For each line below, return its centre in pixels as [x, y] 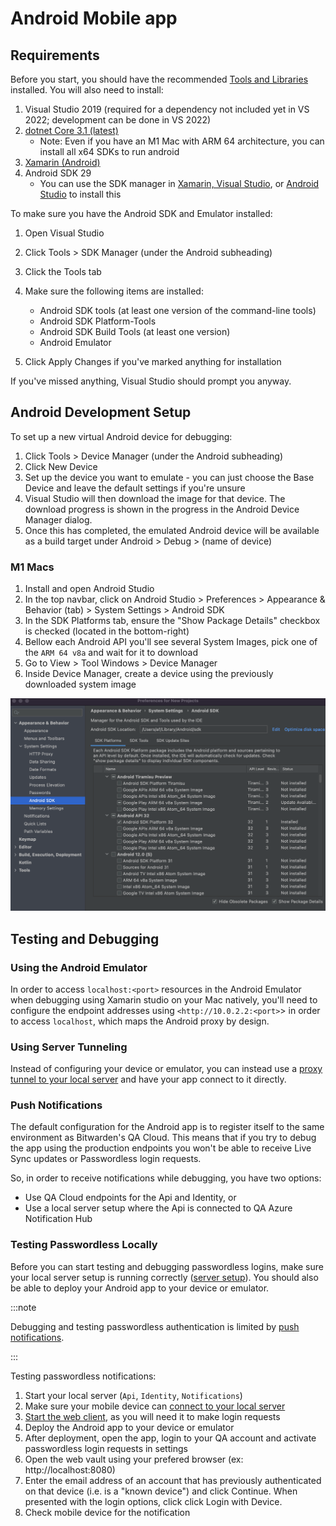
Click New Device [61, 466]
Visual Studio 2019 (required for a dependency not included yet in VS [167, 109]
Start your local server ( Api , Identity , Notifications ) [133, 1395]
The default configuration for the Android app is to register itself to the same [167, 1127]
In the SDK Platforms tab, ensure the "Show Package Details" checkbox [172, 621]
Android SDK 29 [58, 173]
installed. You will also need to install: [87, 90]
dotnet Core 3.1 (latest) [71, 130]
